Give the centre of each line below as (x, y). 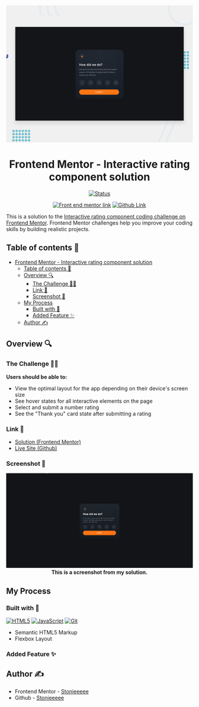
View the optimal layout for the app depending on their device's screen (101, 388)
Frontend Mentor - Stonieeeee (52, 691)
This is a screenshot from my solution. (99, 572)
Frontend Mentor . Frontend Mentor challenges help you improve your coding (99, 223)
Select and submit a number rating (57, 407)
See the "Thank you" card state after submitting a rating (83, 414)
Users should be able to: (37, 377)
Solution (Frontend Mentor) (48, 441)
